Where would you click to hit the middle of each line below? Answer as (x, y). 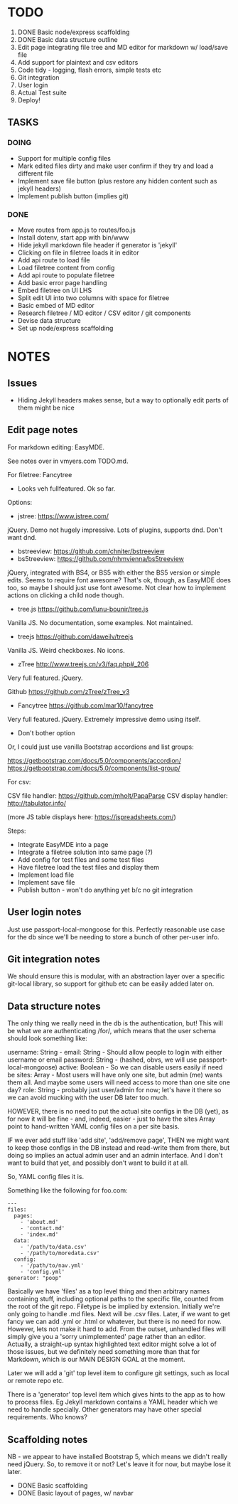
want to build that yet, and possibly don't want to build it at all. (98, 1163)
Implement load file (46, 875)
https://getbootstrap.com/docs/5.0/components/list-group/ (94, 768)
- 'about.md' (39, 1222)
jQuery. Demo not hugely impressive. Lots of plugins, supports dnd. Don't (115, 530)
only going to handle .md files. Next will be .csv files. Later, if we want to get (119, 1314)
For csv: (19, 782)
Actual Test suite (42, 92)
